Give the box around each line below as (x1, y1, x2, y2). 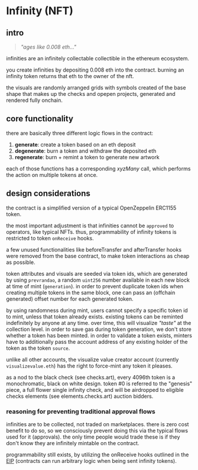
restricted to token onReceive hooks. (6, 234, 94, 242)
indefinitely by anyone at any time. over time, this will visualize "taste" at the (6, 319, 191, 326)
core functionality (6, 114, 74, 124)
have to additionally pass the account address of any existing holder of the (6, 338, 188, 345)
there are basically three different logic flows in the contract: (6, 129, 154, 137)
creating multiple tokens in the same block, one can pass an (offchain (6, 289, 176, 296)
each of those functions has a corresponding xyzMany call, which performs (6, 165, 191, 172)
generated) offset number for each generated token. (6, 295, 134, 302)
